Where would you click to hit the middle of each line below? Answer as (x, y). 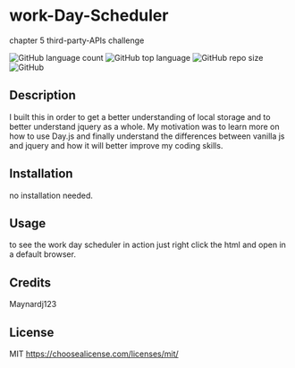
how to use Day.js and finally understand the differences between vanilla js (147, 136)
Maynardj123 (33, 304)
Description (42, 95)
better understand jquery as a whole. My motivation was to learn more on (144, 126)
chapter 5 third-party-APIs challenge (77, 40)
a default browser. (42, 254)
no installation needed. (51, 195)
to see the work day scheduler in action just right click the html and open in (147, 245)
